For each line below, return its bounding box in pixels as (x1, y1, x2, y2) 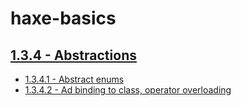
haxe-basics (10, 7, 117, 30)
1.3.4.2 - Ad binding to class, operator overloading (24, 84, 232, 96)
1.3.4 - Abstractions (10, 47, 137, 64)
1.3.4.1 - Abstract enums (24, 73, 125, 85)
